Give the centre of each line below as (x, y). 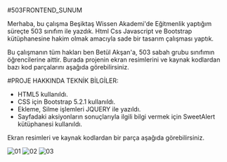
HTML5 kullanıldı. (43, 94)
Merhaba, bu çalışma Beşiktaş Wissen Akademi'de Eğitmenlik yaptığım (110, 23)
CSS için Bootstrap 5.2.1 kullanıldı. (66, 102)
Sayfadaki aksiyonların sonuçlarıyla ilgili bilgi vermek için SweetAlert (116, 116)
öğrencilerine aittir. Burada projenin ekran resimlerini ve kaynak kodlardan (114, 60)
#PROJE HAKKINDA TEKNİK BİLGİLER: (63, 81)
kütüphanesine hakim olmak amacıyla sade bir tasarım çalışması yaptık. (111, 39)
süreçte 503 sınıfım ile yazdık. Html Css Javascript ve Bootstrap (100, 31)
